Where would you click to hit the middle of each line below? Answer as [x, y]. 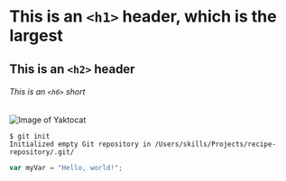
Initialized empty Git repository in [80, 144]
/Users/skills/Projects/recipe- [216, 144]
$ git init [30, 136]
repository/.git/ [42, 152]
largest [36, 36]
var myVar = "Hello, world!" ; [66, 167]
